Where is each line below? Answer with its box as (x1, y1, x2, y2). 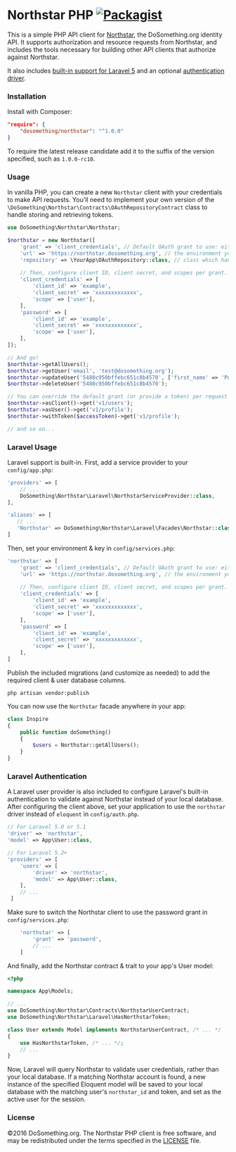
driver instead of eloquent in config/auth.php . (7, 810, 140, 818)
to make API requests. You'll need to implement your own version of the (7, 196, 215, 204)
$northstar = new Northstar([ (7, 237, 96, 244)
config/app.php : (7, 465, 54, 474)
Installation (7, 92, 47, 101)
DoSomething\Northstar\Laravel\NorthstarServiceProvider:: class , (20, 492, 216, 499)
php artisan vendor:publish (7, 689, 90, 696)
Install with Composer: (7, 108, 72, 116)
